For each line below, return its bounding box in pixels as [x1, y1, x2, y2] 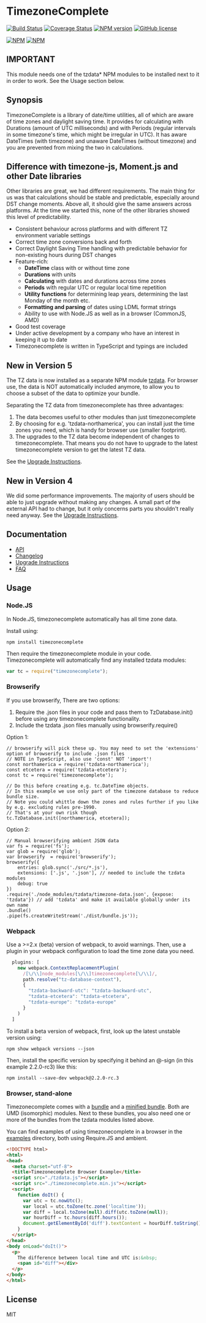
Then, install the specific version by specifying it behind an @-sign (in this [6, 1056, 194, 1064]
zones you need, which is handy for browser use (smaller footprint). [15, 426, 187, 434]
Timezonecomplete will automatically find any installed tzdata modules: [6, 656, 187, 664]
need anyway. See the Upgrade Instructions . [6, 512, 119, 519]
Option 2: [6, 826, 30, 833]
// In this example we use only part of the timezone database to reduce [6, 788, 199, 794]
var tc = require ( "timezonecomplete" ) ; [6, 668, 109, 674]
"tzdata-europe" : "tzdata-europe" [28, 999, 116, 1005]
